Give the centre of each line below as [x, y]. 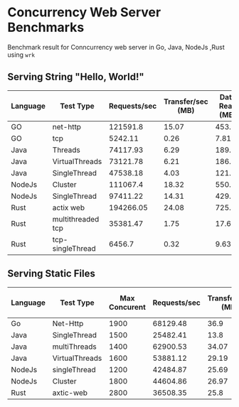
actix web [69, 207]
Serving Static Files [52, 274]
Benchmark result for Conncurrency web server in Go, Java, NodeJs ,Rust [116, 47]
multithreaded [76, 219]
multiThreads [75, 347]
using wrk [21, 55]
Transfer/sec [186, 102]
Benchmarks [46, 27]
